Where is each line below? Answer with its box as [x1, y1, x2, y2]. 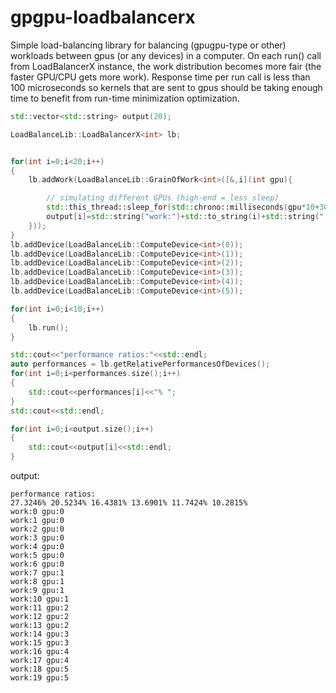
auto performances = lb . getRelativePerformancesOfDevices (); [10, 359, 271, 370]
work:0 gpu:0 [10, 507, 65, 517]
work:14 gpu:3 [10, 629, 70, 640]
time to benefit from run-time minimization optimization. [10, 92, 240, 104]
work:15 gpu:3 [10, 638, 70, 648]
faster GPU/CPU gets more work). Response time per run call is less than [10, 71, 311, 83]
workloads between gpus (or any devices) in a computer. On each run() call [10, 49, 322, 61]
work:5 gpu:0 [10, 551, 65, 561]
